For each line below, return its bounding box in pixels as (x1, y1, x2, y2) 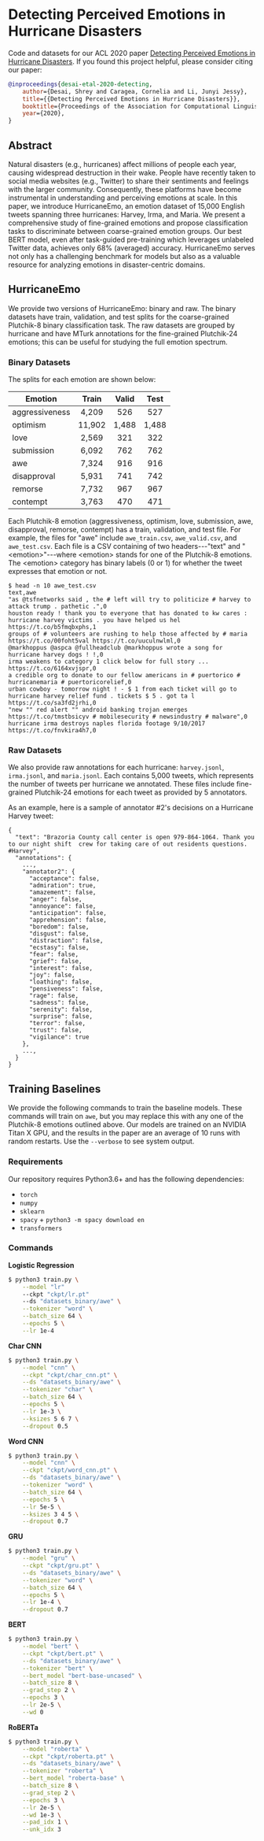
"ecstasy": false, (28, 943, 90, 952)
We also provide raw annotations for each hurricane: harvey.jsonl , (8, 762, 225, 772)
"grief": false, (28, 958, 82, 965)
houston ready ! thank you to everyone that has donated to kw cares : (8, 609, 247, 617)
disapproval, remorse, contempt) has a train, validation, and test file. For (8, 525, 241, 535)
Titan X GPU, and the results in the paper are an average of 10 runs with (8, 1128, 240, 1138)
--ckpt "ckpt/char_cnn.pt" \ (22, 1371, 118, 1379)
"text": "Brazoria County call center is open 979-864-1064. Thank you (15, 833, 255, 842)
